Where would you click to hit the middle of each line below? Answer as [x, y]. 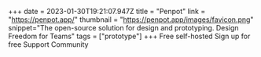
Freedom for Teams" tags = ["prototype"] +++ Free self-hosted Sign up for [129, 36]
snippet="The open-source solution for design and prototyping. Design [123, 28]
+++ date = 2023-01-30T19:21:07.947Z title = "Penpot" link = [107, 11]
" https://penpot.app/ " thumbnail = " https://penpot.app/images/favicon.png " [131, 20]
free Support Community [48, 45]
